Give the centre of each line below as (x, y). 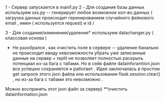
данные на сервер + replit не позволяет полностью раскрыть (78, 58)
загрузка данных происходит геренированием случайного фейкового (80, 18)
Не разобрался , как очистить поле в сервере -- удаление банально (85, 48)
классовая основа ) (26, 38)
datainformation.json (26, 94)
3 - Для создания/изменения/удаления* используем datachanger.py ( (79, 33)
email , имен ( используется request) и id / (50, 23)
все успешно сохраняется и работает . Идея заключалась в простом (86, 69)
